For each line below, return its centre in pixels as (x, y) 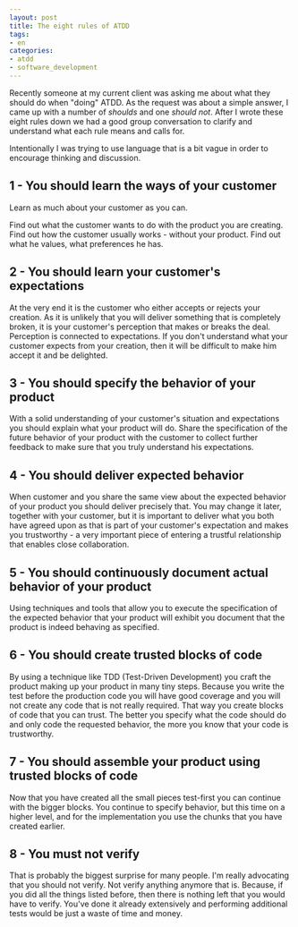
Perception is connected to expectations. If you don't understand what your (149, 336)
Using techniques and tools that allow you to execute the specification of (144, 608)
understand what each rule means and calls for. (97, 131)
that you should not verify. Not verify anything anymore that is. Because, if (146, 885)
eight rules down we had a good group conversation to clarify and (131, 121)
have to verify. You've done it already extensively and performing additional (149, 904)
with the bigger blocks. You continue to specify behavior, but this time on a (147, 807)
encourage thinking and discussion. (75, 157)
